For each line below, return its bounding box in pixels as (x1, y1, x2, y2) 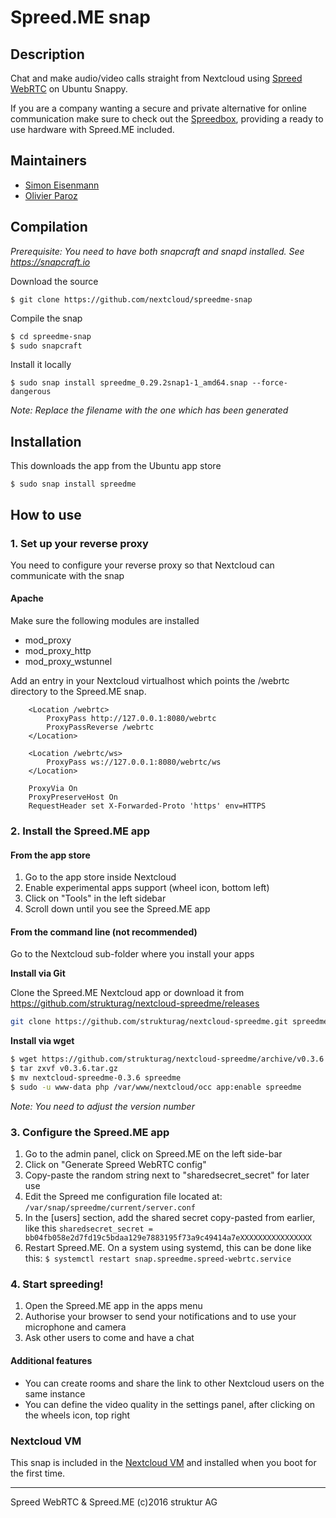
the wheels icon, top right (24, 1409, 131, 1421)
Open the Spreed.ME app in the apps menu (24, 1300, 203, 1312)
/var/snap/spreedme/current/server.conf (24, 1203, 196, 1213)
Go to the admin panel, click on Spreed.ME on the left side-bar (24, 1148, 283, 1160)
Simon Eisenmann (24, 179, 100, 191)
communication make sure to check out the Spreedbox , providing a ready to (10, 113, 324, 125)
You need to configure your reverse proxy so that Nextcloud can (10, 559, 275, 571)
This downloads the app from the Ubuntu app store (10, 460, 222, 472)
